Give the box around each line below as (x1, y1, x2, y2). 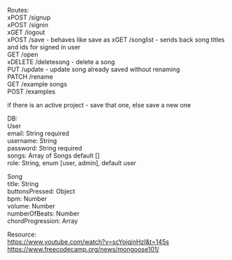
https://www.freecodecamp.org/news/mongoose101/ (7, 245, 159, 253)
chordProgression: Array (7, 217, 78, 225)
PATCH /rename (7, 72, 54, 81)
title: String (7, 180, 39, 188)
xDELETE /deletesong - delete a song (7, 58, 115, 66)
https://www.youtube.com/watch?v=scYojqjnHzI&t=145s (7, 238, 170, 246)
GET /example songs (7, 80, 68, 88)
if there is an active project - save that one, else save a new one (7, 101, 191, 109)
